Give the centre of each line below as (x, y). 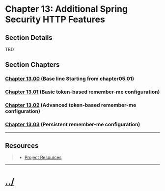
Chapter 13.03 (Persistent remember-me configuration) (73, 125)
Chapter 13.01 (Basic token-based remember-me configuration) (82, 92)
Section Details (29, 38)
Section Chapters (32, 65)
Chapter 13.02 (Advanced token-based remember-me (71, 105)
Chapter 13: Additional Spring (67, 9)
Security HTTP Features (55, 19)
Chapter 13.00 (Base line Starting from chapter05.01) (69, 79)
